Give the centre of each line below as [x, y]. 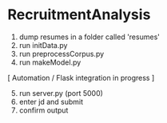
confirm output [44, 110]
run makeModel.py [50, 62]
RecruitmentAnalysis [79, 15]
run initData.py [43, 45]
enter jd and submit [51, 101]
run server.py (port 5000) [61, 93]
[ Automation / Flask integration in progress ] [81, 77]
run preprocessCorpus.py [62, 54]
